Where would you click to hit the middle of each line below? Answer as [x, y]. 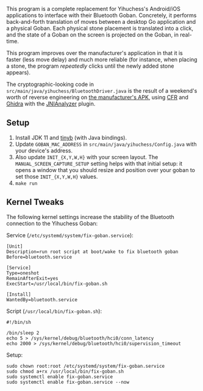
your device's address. [44, 150]
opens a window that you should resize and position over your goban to [105, 170]
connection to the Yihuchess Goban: [52, 223]
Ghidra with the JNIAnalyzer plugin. [51, 104]
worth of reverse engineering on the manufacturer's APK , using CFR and [98, 97]
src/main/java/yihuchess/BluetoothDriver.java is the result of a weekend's [102, 91]
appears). [18, 72]
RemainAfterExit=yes [33, 278]
